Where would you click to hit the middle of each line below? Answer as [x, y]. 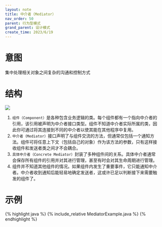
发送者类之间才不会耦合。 [55, 148]
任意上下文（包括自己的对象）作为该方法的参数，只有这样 [95, 142]
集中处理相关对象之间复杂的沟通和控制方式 [48, 72]
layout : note [18, 10]
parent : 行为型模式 [23, 23]
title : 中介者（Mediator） [30, 14]
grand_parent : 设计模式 [27, 28]
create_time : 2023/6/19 [29, 32]
